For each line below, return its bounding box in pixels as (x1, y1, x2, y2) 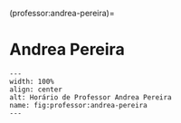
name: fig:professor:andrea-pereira (9, 100, 148, 109)
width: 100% (9, 77, 54, 86)
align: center (9, 85, 63, 94)
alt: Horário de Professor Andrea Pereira (9, 92, 172, 102)
